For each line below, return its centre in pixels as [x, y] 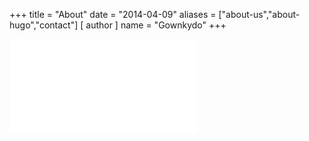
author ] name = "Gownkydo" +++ [156, 25]
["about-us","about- [259, 14]
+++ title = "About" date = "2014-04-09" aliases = [113, 14]
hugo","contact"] [44, 25]
